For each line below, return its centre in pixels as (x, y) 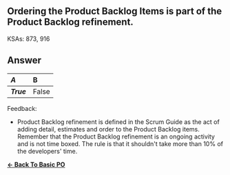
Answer (24, 60)
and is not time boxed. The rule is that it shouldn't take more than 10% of (120, 143)
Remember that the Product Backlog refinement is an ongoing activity (116, 136)
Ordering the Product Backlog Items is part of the (115, 11)
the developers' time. (47, 151)
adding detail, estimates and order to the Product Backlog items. (108, 129)
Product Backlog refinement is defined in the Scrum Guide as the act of (118, 122)
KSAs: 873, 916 (29, 39)
